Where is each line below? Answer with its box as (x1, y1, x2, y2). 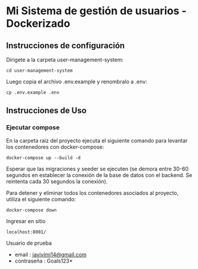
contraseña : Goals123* (14, 257, 73, 264)
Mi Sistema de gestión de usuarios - (6, 4, 187, 18)
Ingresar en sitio (6, 217, 46, 224)
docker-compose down (6, 207, 58, 213)
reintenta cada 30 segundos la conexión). (6, 178, 108, 185)
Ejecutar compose (6, 124, 60, 132)
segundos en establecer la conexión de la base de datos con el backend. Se (6, 171, 193, 179)
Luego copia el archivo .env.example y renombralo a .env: (6, 78, 147, 85)
